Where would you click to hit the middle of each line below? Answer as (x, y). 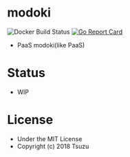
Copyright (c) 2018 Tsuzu (53, 146)
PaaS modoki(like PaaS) (51, 45)
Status (26, 73)
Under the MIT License (50, 138)
